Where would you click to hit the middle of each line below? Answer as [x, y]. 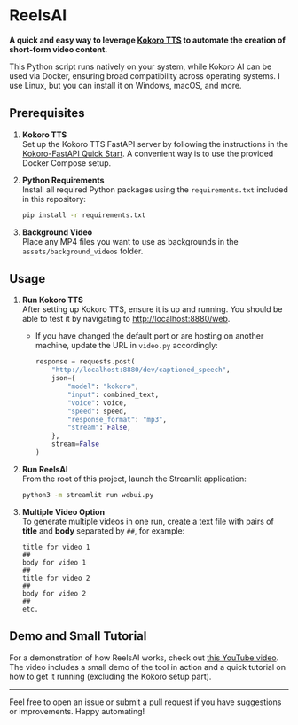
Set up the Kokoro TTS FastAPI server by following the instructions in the [155, 144]
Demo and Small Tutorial [78, 636]
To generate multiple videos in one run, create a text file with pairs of [148, 521]
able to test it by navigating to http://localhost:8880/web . [126, 319]
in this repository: [54, 199]
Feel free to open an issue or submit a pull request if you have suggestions [145, 702]
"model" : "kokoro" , [103, 386]
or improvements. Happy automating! [77, 711]
